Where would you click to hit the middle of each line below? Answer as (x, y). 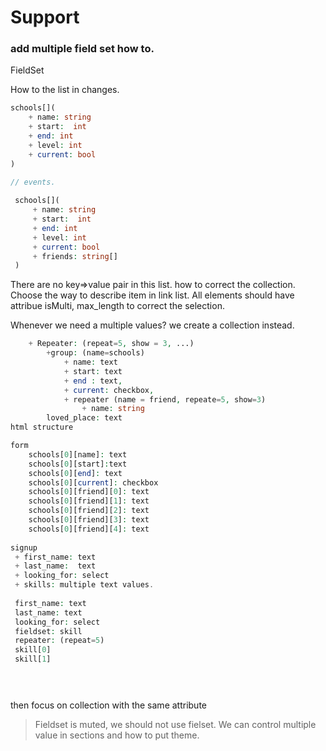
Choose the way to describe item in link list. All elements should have (152, 295)
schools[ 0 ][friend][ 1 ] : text (89, 501)
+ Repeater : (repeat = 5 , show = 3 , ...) (111, 344)
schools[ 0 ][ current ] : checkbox (93, 482)
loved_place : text (84, 418)
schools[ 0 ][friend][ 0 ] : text (89, 492)
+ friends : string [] (75, 256)
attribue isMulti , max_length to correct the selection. (117, 306)
